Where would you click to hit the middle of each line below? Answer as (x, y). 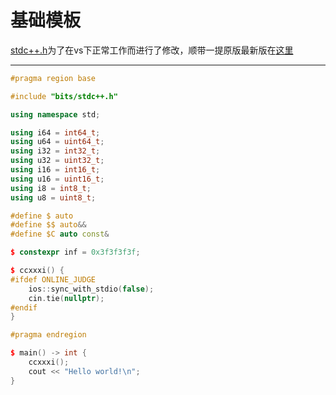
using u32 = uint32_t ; (57, 161)
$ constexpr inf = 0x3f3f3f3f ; (75, 252)
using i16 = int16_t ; (55, 170)
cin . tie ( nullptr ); (66, 298)
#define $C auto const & (60, 234)
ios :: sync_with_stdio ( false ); (91, 289)
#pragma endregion (48, 335)
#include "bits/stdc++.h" (64, 96)
